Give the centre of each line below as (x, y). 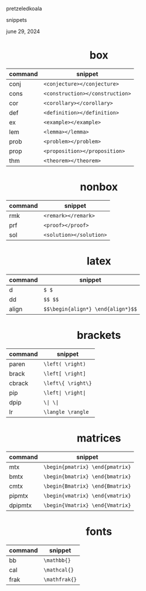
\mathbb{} (57, 560)
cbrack (19, 383)
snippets (17, 20)
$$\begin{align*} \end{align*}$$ (90, 309)
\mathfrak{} (60, 579)
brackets (99, 335)
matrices (99, 438)
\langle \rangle (66, 412)
